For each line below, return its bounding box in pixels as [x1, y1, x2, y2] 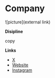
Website [12, 62, 29, 68]
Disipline [5, 28, 23, 34]
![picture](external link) [5, 19, 51, 25]
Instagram [12, 67, 32, 73]
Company [5, 3, 45, 14]
